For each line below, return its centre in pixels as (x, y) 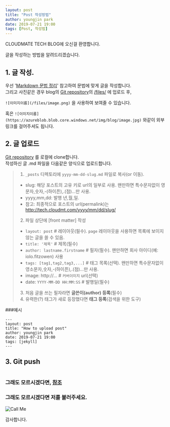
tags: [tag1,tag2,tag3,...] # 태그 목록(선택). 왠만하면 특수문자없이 (94, 263)
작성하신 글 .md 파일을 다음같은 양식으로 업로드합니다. (59, 163)
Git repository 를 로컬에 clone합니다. (42, 157)
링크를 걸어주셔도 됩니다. (30, 126)
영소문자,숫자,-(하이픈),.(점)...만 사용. (62, 269)
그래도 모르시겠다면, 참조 (34, 383)
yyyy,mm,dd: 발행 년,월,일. (52, 197)
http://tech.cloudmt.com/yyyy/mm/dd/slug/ (71, 209)
